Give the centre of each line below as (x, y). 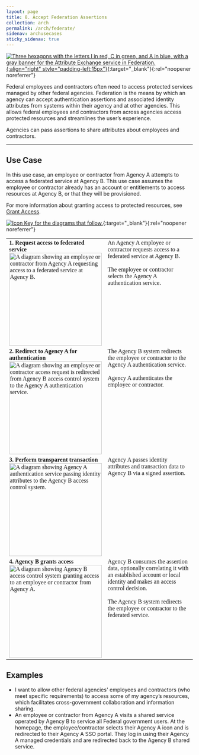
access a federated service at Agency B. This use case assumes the (89, 181)
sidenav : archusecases (34, 34)
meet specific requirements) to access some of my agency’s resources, (102, 696)
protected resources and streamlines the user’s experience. (79, 118)
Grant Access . (24, 211)
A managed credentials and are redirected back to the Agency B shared (102, 740)
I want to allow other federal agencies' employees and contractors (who (102, 690)
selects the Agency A (132, 276)
